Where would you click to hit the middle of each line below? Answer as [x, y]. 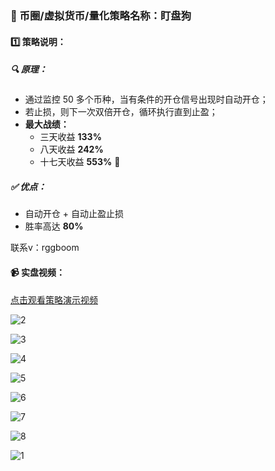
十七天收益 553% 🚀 [80, 162]
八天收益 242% [71, 149]
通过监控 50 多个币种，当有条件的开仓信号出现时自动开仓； [146, 99]
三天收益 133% [70, 137]
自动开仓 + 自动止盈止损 [74, 214]
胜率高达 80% [54, 226]
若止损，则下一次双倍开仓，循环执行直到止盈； [121, 112]
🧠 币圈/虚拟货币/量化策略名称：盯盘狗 [101, 15]
